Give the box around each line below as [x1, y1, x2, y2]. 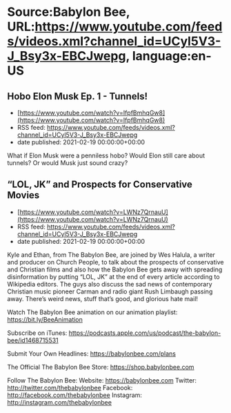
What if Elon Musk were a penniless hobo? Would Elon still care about [7, 151, 205, 160]
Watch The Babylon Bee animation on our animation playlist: [7, 308, 178, 316]
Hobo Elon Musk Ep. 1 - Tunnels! [7, 90, 148, 102]
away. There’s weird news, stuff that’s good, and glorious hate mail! [7, 294, 199, 302]
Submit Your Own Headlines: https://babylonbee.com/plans [7, 349, 176, 358]
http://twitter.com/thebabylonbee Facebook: [7, 383, 133, 392]
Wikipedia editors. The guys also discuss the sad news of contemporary [7, 280, 212, 288]
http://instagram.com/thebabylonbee [7, 398, 112, 406]
